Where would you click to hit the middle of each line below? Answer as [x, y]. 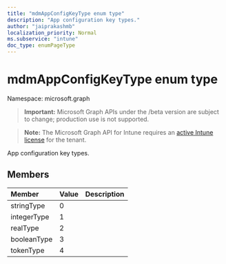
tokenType [28, 250]
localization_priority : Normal [52, 33]
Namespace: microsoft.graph [49, 98]
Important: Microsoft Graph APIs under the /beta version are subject [121, 111]
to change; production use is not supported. [86, 119]
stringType [28, 206]
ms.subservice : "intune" [43, 39]
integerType [30, 217]
